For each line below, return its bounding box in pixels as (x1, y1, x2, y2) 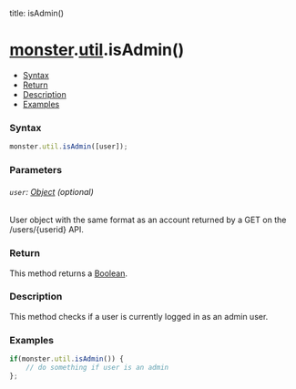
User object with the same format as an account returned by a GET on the (9, 214, 287, 226)
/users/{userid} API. (9, 224, 85, 235)
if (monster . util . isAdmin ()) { (9, 354, 125, 363)
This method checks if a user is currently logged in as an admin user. (9, 311, 269, 322)
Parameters (9, 164, 62, 177)
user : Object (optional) (9, 186, 94, 197)
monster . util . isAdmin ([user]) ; (9, 142, 128, 151)
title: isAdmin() (9, 8, 65, 18)
